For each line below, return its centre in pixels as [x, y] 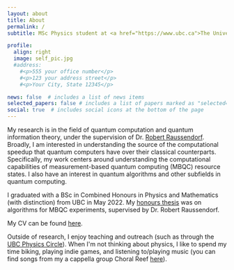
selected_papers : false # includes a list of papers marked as [101, 104]
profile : [20, 46]
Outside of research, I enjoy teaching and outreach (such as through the [111, 237]
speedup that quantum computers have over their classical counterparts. [112, 152]
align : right [32, 52]
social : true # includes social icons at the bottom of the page [106, 110]
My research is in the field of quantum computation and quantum [100, 130]
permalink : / [26, 26]
